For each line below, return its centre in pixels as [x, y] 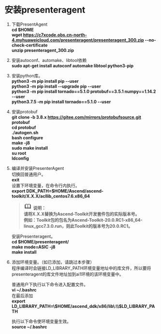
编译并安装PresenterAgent [38, 168]
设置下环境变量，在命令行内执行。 [45, 185]
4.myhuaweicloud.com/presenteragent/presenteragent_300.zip [78, 40]
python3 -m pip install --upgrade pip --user [56, 86]
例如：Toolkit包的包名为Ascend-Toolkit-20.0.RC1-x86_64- [83, 220]
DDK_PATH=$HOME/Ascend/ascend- [65, 191]
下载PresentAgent [29, 24]
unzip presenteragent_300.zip [43, 50]
